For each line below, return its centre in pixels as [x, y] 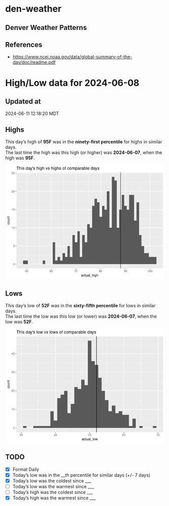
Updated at [23, 101]
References [24, 44]
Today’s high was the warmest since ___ [54, 498]
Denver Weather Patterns [46, 28]
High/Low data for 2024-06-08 [72, 83]
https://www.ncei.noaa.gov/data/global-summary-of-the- [72, 57]
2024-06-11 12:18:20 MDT [32, 114]
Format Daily [26, 469]
